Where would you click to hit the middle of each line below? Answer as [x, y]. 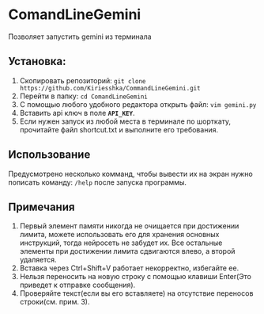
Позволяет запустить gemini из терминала [80, 36]
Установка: [37, 61]
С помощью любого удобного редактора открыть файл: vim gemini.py [138, 104]
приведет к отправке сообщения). [77, 285]
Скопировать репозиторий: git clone [83, 80]
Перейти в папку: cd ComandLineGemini [83, 96]
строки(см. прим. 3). [55, 302]
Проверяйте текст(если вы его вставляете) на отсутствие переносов [136, 293]
